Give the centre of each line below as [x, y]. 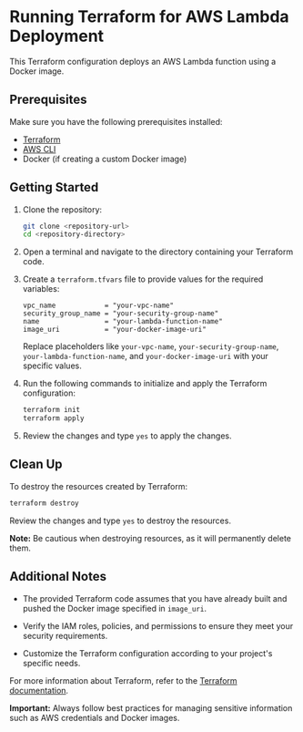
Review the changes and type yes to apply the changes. [127, 436]
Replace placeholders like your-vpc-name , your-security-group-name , [151, 346]
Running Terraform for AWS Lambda [149, 17]
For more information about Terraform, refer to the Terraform [124, 680]
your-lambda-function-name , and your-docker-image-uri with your [145, 356]
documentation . [39, 690]
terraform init [51, 410]
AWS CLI [39, 149]
